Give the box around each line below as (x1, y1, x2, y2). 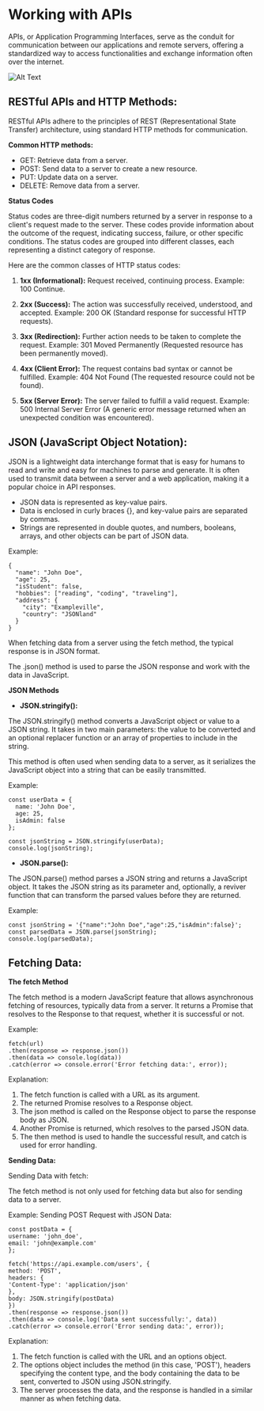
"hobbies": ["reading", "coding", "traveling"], (15, 589, 179, 597)
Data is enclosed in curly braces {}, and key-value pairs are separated (19, 505, 248, 515)
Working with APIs (8, 6, 133, 24)
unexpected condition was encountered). (19, 413, 154, 422)
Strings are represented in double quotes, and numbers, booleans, (19, 523, 236, 532)
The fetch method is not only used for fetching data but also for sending (8, 1186, 243, 1196)
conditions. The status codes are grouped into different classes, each (8, 236, 235, 246)
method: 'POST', (8, 1267, 62, 1276)
